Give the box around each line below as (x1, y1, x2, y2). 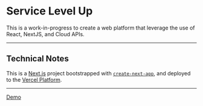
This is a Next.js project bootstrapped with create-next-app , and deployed (6, 69, 191, 76)
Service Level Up (6, 4, 93, 18)
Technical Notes (6, 54, 69, 64)
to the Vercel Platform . (6, 76, 62, 83)
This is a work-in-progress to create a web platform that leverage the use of (6, 24, 195, 31)
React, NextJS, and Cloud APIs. (6, 30, 85, 37)
